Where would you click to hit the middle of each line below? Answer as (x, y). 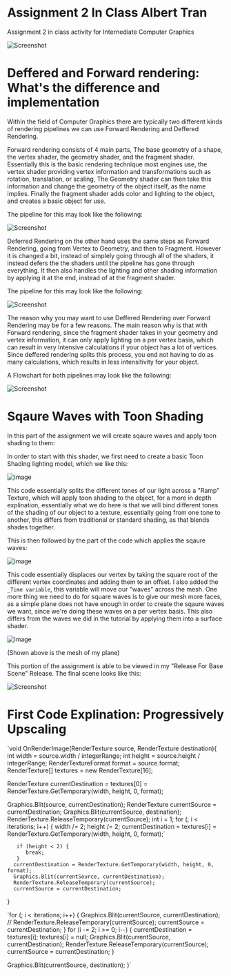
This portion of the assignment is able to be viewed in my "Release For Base (115, 666)
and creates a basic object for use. (57, 201)
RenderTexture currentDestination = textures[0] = (78, 783)
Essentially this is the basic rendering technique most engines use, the (107, 164)
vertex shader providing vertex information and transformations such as (109, 171)
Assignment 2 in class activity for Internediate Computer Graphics (101, 32)
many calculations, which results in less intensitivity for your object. (103, 362)
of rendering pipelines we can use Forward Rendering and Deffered (103, 128)
